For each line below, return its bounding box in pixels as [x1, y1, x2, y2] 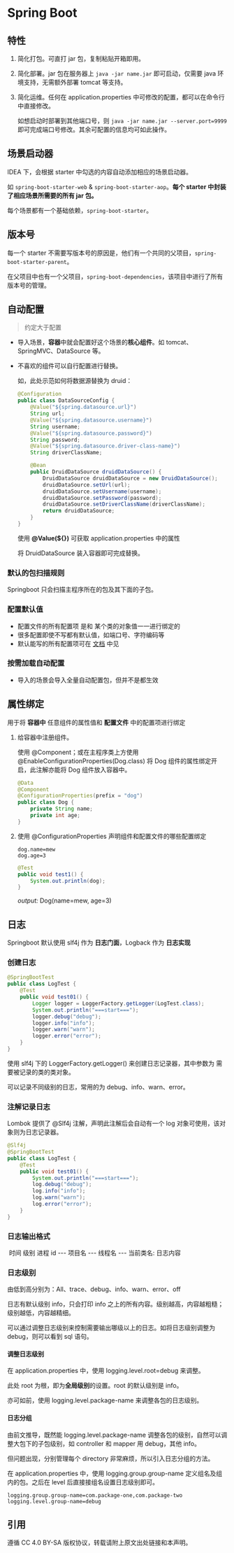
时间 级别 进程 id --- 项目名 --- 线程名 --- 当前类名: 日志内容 [8, 1248, 182, 1257]
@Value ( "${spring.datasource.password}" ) [30, 429, 152, 437]
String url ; [30, 410, 65, 417]
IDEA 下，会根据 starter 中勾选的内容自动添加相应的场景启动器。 [7, 167, 193, 176]
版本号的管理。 [7, 281, 50, 289]
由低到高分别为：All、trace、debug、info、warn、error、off [7, 1285, 181, 1293]
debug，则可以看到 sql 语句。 [7, 1332, 93, 1341]
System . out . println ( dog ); [30, 877, 106, 884]
